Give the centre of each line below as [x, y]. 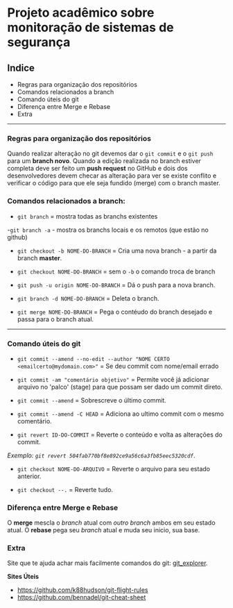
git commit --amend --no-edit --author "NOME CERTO [93, 359]
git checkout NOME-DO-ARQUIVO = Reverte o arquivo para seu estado [113, 468]
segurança [39, 42]
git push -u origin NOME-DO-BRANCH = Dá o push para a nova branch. [116, 285]
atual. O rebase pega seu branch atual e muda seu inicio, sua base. [104, 530]
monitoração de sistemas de [91, 27]
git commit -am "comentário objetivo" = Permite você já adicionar [113, 379]
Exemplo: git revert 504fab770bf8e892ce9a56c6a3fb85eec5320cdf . [101, 455]
